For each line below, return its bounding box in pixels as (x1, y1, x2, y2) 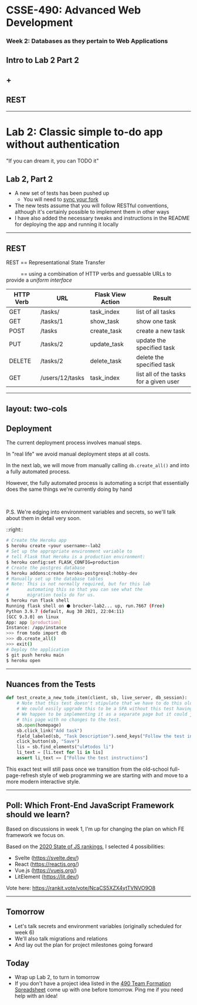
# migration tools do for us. (6, 592, 96, 598)
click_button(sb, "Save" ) (16, 738, 80, 744)
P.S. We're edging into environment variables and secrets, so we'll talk (6, 508, 176, 515)
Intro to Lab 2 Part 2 (6, 55, 79, 65)
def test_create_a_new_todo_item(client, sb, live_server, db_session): (6, 695, 188, 701)
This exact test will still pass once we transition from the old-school (6, 765, 169, 773)
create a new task (136, 327, 185, 335)
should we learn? (6, 810, 70, 819)
